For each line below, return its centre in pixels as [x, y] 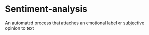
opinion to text [20, 28]
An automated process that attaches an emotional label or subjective [75, 23]
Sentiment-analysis [46, 9]
